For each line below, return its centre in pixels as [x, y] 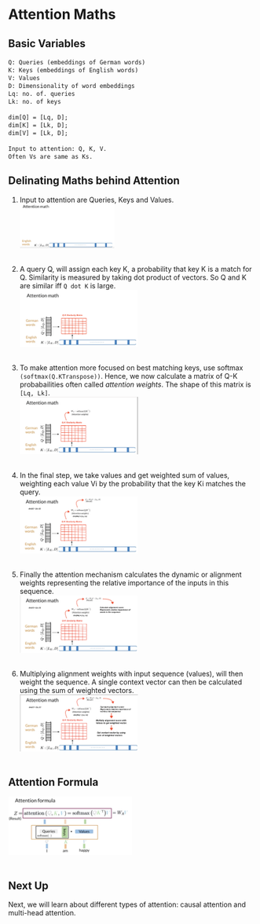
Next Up [28, 885]
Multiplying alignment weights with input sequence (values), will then [131, 673]
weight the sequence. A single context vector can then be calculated [130, 682]
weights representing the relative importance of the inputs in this [124, 582]
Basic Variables [47, 44]
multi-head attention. [42, 913]
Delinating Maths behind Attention [94, 181]
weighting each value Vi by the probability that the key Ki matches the [132, 484]
